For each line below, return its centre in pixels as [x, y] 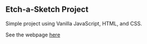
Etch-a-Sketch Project [47, 10]
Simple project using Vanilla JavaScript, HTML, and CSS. [74, 23]
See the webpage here [33, 35]
